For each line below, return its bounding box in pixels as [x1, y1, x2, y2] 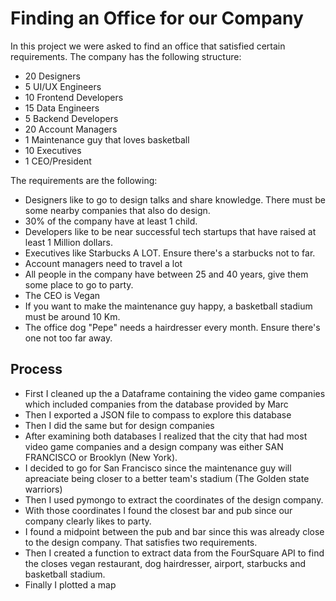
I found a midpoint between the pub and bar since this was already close [24, 525, 325, 537]
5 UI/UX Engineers [24, 80, 102, 92]
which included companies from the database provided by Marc [24, 398, 289, 410]
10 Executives [24, 144, 82, 156]
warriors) [24, 483, 63, 495]
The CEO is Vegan [24, 289, 101, 301]
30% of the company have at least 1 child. [24, 215, 198, 227]
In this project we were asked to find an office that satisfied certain [10, 40, 286, 52]
